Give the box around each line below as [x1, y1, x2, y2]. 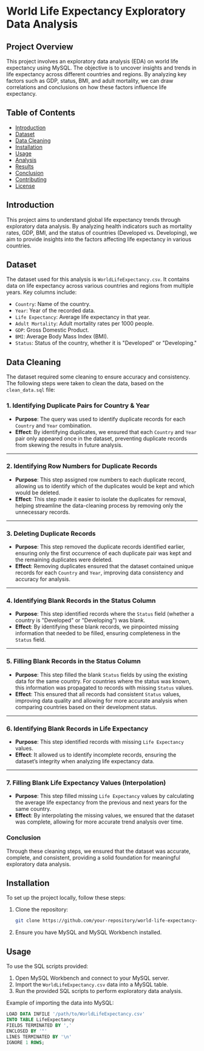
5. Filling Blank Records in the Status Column [6, 657, 141, 666]
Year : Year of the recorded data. [15, 307, 95, 315]
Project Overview [6, 41, 73, 52]
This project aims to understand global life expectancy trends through [6, 216, 181, 223]
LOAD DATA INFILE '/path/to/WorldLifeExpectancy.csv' [6, 1011, 146, 1017]
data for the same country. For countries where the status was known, [15, 677, 191, 685]
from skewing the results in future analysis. [15, 441, 123, 449]
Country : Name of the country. [15, 301, 91, 308]
